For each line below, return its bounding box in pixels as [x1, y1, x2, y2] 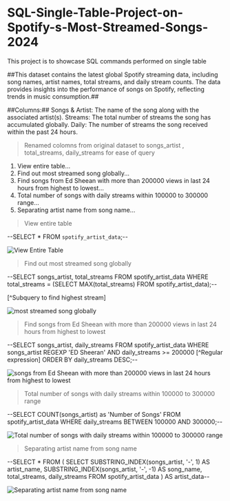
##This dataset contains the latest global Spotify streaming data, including [7, 70, 218, 79]
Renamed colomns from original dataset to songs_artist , [23, 141, 185, 149]
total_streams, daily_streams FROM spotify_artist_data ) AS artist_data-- [7, 472, 210, 480]
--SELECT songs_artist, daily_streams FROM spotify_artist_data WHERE [7, 340, 209, 349]
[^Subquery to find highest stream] [7, 293, 107, 302]
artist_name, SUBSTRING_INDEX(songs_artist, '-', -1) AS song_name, [7, 464, 202, 473]
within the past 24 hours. [7, 128, 78, 136]
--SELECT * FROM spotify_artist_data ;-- [7, 233, 129, 241]
